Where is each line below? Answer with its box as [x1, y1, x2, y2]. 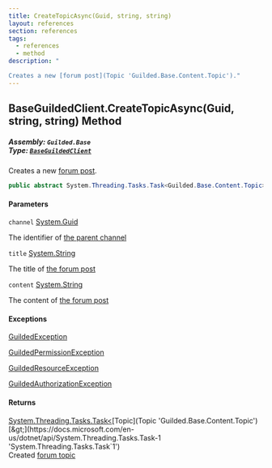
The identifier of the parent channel [8, 232, 127, 243]
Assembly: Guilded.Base [8, 137, 91, 147]
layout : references [8, 19, 74, 28]
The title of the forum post [8, 264, 96, 274]
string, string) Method [8, 114, 122, 128]
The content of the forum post [8, 296, 109, 305]
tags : [8, 34, 27, 43]
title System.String [8, 249, 76, 258]
